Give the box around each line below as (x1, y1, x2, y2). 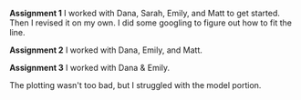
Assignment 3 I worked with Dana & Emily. (9, 63, 171, 73)
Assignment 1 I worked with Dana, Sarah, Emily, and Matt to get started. (9, 8, 280, 18)
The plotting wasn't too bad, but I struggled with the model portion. (9, 80, 262, 90)
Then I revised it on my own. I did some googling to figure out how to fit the (9, 17, 292, 28)
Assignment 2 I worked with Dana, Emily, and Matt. (9, 45, 203, 55)
